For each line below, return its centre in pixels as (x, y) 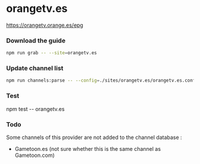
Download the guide (36, 41)
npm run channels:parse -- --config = (53, 81)
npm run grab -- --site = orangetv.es (51, 53)
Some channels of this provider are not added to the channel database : (94, 137)
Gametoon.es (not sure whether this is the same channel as (88, 148)
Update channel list (35, 69)
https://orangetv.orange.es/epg (45, 25)
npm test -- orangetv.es (35, 109)
